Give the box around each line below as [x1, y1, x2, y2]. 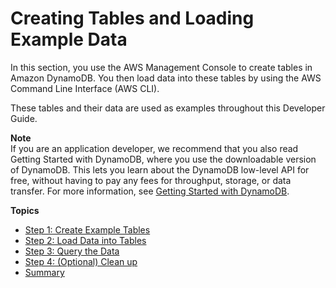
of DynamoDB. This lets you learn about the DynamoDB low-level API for [10, 163, 310, 176]
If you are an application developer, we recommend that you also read [10, 142, 299, 154]
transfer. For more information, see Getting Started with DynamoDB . [10, 185, 290, 197]
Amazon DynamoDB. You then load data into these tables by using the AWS [10, 72, 322, 84]
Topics [10, 204, 40, 216]
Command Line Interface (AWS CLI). [10, 82, 160, 94]
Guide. [10, 112, 38, 124]
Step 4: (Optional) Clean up [24, 255, 138, 267]
